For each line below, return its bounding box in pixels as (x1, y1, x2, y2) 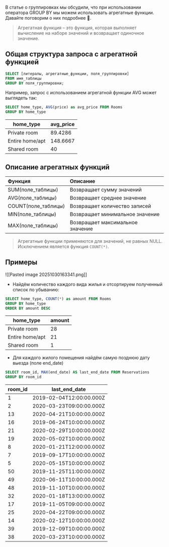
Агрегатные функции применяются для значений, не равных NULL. (17, 238, 162, 244)
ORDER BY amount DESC (5, 306, 51, 311)
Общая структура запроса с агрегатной (5, 50, 138, 58)
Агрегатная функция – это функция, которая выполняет (17, 25, 137, 31)
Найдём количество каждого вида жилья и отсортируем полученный (12, 281, 162, 287)
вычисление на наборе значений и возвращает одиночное (17, 30, 144, 36)
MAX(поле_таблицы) (8, 222, 58, 229)
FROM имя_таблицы (5, 76, 42, 81)
